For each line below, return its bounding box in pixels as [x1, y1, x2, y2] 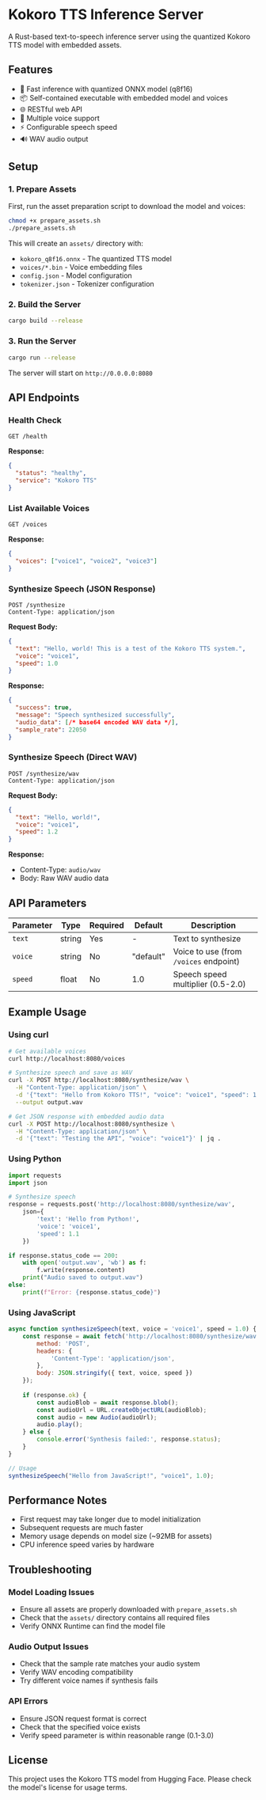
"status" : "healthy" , [15, 469, 87, 477]
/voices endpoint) [173, 956, 240, 967]
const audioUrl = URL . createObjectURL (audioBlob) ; [36, 1406, 207, 1414]
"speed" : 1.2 [15, 828, 59, 836]
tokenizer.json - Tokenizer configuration [19, 279, 154, 289]
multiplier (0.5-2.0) [173, 979, 247, 990]
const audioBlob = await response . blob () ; [36, 1399, 179, 1407]
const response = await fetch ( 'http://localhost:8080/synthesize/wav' [22, 1332, 260, 1340]
